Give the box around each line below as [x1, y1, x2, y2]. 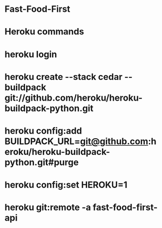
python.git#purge [4, 156, 79, 168]
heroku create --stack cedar [4, 71, 123, 82]
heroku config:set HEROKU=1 [4, 179, 128, 190]
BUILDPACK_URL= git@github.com [4, 136, 148, 147]
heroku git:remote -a [4, 202, 91, 213]
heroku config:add [4, 125, 82, 136]
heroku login [4, 48, 57, 60]
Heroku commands [4, 26, 84, 38]
